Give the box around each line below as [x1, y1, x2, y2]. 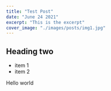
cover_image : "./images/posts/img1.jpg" [6, 24, 106, 31]
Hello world [6, 79, 34, 86]
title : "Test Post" [6, 8, 54, 15]
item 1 [14, 62, 29, 69]
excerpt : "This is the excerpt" [6, 19, 85, 25]
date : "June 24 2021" [6, 14, 59, 20]
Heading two [6, 46, 54, 56]
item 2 [14, 68, 30, 75]
